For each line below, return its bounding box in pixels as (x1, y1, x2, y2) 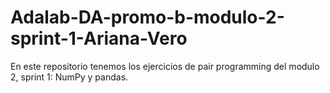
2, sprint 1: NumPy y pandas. (10, 71, 129, 83)
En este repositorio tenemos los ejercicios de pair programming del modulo (10, 60, 320, 72)
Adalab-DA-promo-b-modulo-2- (10, 6, 285, 29)
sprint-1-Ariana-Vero (10, 27, 188, 50)
